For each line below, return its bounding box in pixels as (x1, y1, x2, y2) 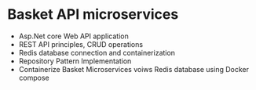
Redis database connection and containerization (18, 48, 176, 57)
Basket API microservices (7, 5, 179, 23)
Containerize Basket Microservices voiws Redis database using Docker (18, 64, 249, 74)
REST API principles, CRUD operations (18, 39, 143, 49)
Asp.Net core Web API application (18, 31, 129, 41)
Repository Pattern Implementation (18, 56, 132, 66)
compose (18, 73, 49, 82)
